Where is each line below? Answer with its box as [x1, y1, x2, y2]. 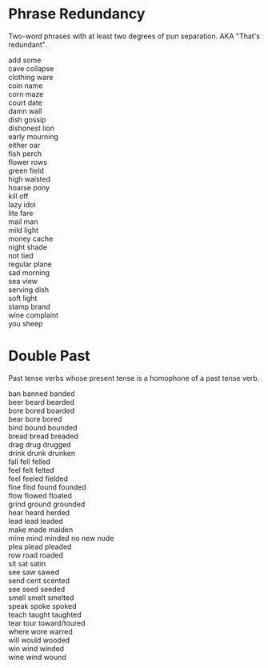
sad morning [8, 267, 50, 277]
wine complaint [8, 310, 58, 320]
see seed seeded [8, 584, 66, 594]
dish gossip [8, 114, 46, 124]
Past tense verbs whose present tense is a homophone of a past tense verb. [8, 373, 260, 382]
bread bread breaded [8, 431, 78, 441]
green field [8, 166, 44, 175]
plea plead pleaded [8, 542, 72, 551]
